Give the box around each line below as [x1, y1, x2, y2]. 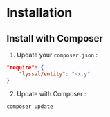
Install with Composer [6, 33, 103, 44]
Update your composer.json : [16, 51, 98, 59]
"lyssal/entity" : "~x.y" [19, 71, 91, 78]
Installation [6, 5, 73, 21]
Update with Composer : [16, 89, 87, 98]
